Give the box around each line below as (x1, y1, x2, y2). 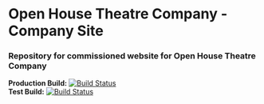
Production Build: (8, 78, 68, 88)
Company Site (8, 22, 104, 40)
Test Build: (8, 87, 45, 97)
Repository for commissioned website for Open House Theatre (8, 50, 257, 62)
